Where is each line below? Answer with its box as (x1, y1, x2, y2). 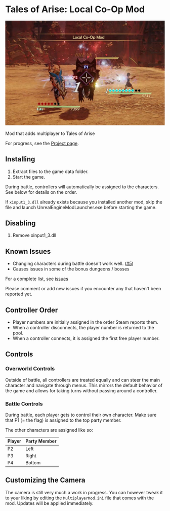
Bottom (25, 460, 41, 466)
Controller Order (5, 305, 58, 314)
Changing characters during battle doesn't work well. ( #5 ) (12, 260, 134, 267)
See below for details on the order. (5, 189, 77, 195)
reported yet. (5, 291, 33, 297)
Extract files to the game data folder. (12, 168, 89, 175)
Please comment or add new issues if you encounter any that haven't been (5, 286, 161, 292)
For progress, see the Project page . (5, 140, 79, 146)
